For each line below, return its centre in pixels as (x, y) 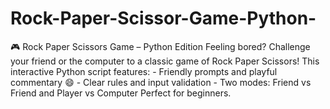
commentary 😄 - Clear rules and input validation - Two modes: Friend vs (161, 82)
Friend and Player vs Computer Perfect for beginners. (121, 93)
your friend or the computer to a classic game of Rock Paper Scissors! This (165, 61)
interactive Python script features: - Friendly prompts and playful (144, 71)
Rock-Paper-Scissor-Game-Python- (163, 18)
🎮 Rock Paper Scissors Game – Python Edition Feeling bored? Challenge (160, 46)
